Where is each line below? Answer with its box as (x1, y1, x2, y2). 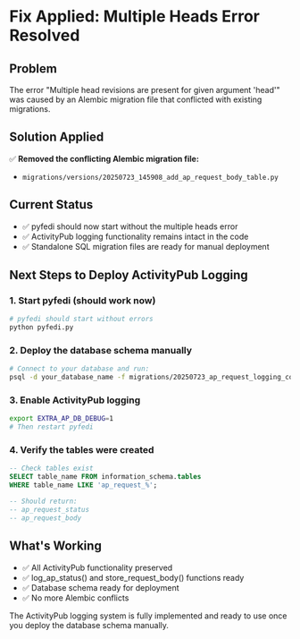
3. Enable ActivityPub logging (9, 394, 141, 406)
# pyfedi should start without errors (9, 315, 154, 324)
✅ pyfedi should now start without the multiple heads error (21, 221, 238, 232)
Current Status (9, 197, 94, 212)
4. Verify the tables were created (9, 444, 154, 456)
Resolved (9, 25, 80, 46)
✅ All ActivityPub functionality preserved (21, 562, 173, 573)
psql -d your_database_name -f (9, 373, 126, 382)
